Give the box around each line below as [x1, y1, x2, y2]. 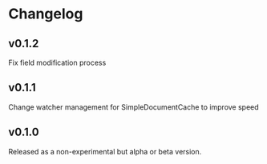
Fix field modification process [8, 58, 107, 67]
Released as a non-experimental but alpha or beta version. [8, 146, 202, 156]
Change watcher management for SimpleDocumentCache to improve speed [8, 102, 259, 112]
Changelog [8, 5, 83, 23]
